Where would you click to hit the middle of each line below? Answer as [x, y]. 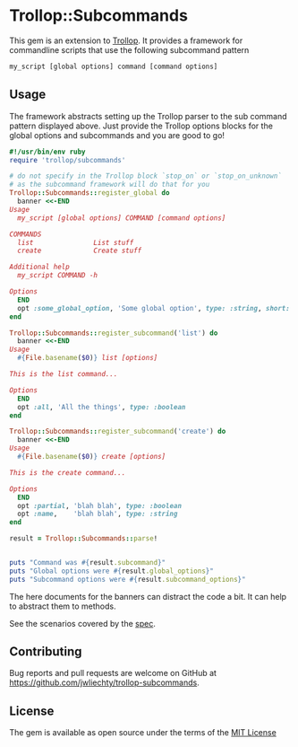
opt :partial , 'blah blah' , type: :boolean [99, 505]
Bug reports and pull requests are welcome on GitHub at [113, 673]
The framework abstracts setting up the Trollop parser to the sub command [149, 116]
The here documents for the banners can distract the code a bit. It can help [148, 596]
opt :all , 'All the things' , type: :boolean [102, 407]
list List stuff [76, 242]
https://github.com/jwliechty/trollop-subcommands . [104, 682]
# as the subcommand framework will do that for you [110, 185]
